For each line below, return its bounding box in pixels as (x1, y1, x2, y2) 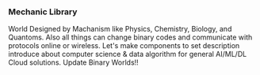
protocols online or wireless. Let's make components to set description (8, 41, 240, 51)
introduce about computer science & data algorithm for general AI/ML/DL (8, 50, 247, 59)
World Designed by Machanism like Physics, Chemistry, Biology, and (8, 24, 232, 34)
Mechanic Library (8, 6, 78, 17)
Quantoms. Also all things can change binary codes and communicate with (8, 32, 253, 42)
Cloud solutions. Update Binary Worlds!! (8, 58, 139, 67)
